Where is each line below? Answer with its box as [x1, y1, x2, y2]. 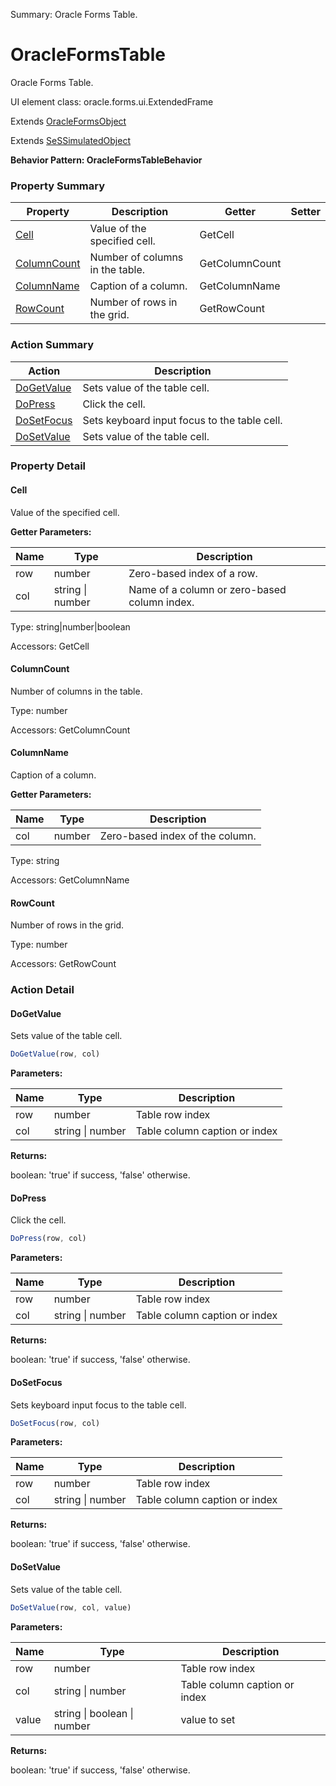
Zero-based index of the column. [99, 829, 257, 843]
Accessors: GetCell [10, 640, 90, 652]
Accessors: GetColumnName [10, 874, 130, 886]
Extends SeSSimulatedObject [10, 134, 131, 146]
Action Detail [10, 983, 75, 997]
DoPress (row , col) [10, 1234, 87, 1244]
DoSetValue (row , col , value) [10, 1602, 132, 1613]
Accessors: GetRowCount [10, 958, 117, 970]
